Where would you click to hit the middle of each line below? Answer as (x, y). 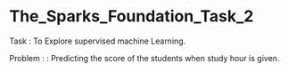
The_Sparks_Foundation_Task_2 (132, 16)
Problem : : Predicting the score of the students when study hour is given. (144, 58)
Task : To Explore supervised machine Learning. (98, 41)
